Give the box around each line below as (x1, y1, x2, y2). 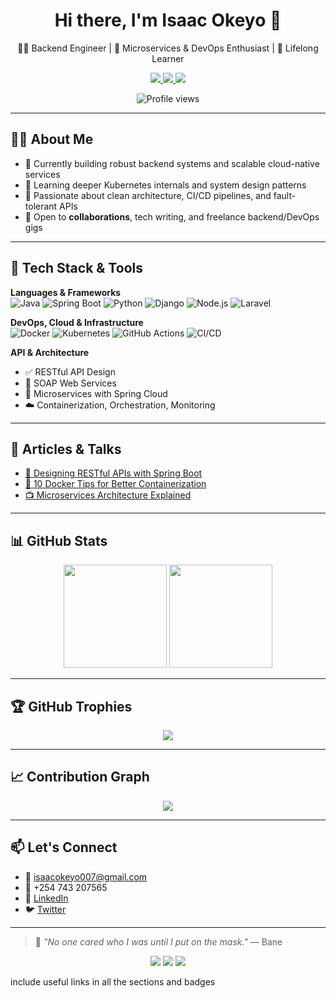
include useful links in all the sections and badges (10, 975, 216, 988)
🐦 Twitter (24, 903, 67, 915)
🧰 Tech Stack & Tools (10, 260, 143, 277)
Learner (151, 52, 185, 64)
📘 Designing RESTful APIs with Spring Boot (24, 467, 203, 479)
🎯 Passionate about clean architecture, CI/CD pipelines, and (24, 189, 272, 201)
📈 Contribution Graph (10, 769, 150, 786)
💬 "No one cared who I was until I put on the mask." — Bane (34, 935, 283, 948)
